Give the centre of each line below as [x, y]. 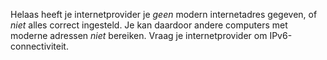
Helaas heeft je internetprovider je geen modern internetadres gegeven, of [164, 14]
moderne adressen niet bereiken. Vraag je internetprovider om [139, 35]
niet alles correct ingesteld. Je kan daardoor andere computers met [149, 25]
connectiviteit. [39, 46]
